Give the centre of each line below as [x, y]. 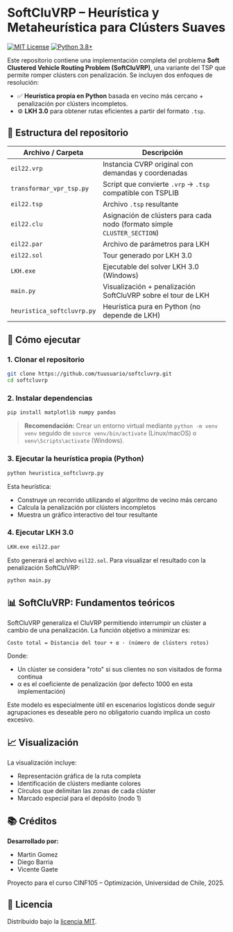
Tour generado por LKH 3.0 [148, 255]
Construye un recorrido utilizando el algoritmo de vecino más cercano [117, 500]
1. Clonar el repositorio [46, 360]
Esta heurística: [29, 486]
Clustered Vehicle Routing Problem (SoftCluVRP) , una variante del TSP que [116, 67]
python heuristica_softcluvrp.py [55, 473]
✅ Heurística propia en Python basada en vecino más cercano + [110, 96]
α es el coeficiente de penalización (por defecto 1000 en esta [105, 684]
